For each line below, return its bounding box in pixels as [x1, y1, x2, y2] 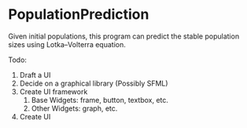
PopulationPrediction [8, 5, 149, 24]
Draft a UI [19, 70, 51, 79]
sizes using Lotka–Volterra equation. [8, 39, 126, 49]
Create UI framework [19, 86, 88, 96]
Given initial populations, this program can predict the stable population [8, 31, 240, 41]
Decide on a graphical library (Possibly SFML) [19, 79, 168, 88]
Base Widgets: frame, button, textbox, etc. [31, 95, 169, 104]
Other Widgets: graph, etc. [31, 104, 118, 113]
